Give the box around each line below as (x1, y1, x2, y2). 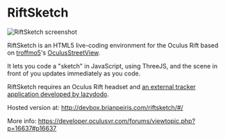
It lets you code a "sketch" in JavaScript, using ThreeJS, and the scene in (7, 62, 217, 70)
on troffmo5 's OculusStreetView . (7, 48, 101, 57)
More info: (7, 116, 37, 125)
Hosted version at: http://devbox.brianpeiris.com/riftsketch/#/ (7, 103, 184, 111)
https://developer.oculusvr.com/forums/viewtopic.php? (37, 116, 196, 125)
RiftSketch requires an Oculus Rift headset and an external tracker (7, 82, 197, 91)
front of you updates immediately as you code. (7, 69, 141, 77)
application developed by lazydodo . (7, 90, 110, 98)
